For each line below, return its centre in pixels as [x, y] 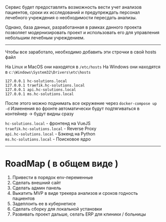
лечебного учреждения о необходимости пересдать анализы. [71, 18]
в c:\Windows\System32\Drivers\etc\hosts [48, 72]
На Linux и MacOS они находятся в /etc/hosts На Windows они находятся [83, 67]
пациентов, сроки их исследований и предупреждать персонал [72, 12]
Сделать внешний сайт [37, 182]
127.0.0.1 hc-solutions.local [36, 81]
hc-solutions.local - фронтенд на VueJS [48, 123]
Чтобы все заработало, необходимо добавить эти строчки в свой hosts [81, 52]
